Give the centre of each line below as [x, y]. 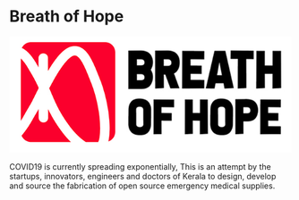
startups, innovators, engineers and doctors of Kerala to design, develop [143, 177]
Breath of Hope [67, 17]
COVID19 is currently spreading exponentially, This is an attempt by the [140, 167]
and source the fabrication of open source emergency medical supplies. [142, 186]
